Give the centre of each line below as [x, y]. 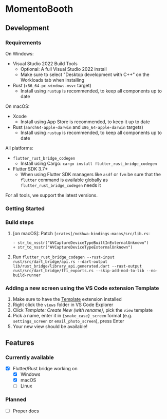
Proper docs [26, 411]
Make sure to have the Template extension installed [67, 299]
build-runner [27, 275]
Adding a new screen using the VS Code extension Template [82, 288]
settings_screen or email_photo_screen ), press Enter [68, 321]
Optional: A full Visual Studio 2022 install [63, 69]
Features [20, 343]
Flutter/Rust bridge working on [45, 369]
